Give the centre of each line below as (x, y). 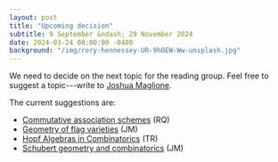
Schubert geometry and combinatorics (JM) (103, 149)
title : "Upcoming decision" (61, 26)
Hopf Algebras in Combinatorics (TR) (90, 139)
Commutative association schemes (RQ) (96, 120)
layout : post (33, 17)
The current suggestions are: (62, 102)
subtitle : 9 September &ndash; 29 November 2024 (101, 34)
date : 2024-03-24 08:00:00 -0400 (71, 42)
